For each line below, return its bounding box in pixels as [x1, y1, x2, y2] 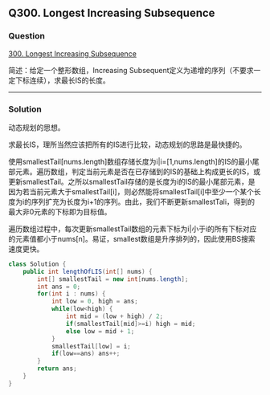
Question [8, 31, 46, 42]
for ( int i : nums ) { [37, 290, 106, 298]
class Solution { [8, 260, 67, 268]
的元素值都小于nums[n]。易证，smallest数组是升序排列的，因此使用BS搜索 [8, 234, 256, 243]
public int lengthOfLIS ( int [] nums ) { [22, 267, 153, 275]
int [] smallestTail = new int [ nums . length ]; [37, 275, 189, 283]
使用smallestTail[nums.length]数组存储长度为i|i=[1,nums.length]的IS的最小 [8, 157, 253, 166]
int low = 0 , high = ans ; [51, 297, 138, 306]
